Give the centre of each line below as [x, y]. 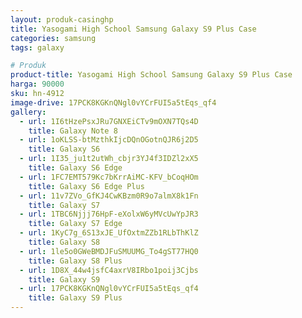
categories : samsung [53, 38]
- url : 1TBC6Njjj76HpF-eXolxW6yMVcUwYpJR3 [109, 214]
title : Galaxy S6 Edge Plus [86, 186]
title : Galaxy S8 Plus [75, 261]
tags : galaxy [37, 47]
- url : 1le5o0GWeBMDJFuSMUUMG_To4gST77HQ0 [109, 251]
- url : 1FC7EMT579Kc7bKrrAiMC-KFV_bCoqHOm [109, 177]
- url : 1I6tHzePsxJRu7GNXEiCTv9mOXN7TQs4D [109, 121]
